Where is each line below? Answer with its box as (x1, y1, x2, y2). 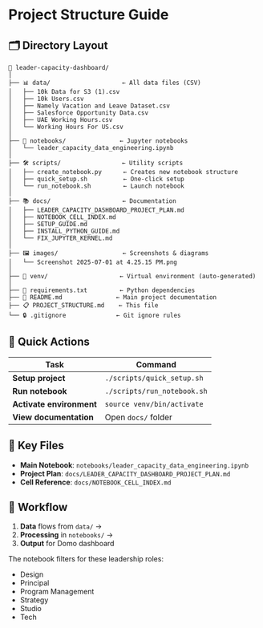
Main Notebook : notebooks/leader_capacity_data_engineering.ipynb (19, 460, 249, 470)
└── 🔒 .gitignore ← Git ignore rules (8, 311, 181, 319)
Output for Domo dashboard (19, 539, 115, 549)
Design (19, 569, 44, 579)
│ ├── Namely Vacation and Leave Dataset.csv (8, 102, 171, 110)
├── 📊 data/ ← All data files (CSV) (8, 79, 202, 87)
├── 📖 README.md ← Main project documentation (8, 294, 217, 302)
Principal (19, 578, 50, 588)
